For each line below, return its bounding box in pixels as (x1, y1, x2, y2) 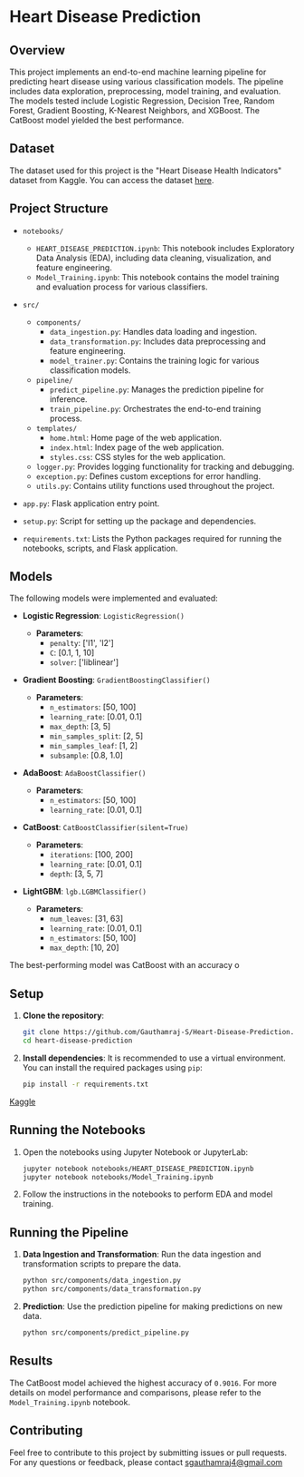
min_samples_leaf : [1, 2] (49, 740, 138, 751)
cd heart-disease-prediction (22, 1036, 133, 1045)
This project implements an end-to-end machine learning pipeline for (9, 66, 267, 77)
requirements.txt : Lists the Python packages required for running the (22, 533, 282, 543)
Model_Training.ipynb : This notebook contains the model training (35, 271, 280, 282)
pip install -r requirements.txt (22, 1080, 149, 1089)
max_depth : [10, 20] (49, 942, 119, 954)
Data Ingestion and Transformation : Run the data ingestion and (22, 1249, 261, 1260)
